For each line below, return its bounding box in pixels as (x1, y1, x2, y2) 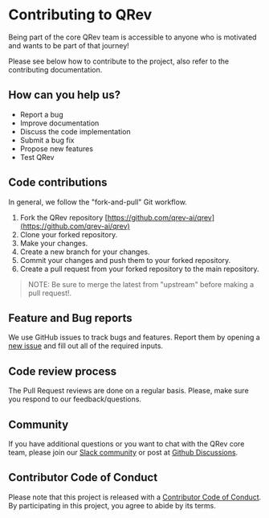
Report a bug (19, 109, 63, 119)
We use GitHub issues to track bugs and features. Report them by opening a (8, 332, 261, 343)
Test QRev (19, 152, 55, 162)
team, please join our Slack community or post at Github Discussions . (8, 448, 238, 457)
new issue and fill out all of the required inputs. (8, 341, 163, 351)
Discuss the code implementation (19, 126, 131, 136)
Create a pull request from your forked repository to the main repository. (19, 264, 259, 273)
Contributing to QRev (8, 6, 153, 24)
